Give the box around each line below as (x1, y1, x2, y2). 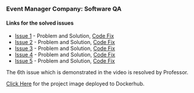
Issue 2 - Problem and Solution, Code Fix (14, 39, 116, 46)
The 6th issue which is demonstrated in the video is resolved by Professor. (6, 69, 189, 76)
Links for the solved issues (6, 19, 74, 26)
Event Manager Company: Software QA (6, 5, 122, 13)
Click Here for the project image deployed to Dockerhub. (6, 80, 145, 87)
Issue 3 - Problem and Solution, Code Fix (14, 45, 116, 52)
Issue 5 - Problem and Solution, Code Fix (14, 58, 115, 65)
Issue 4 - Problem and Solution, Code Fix (14, 51, 116, 58)
